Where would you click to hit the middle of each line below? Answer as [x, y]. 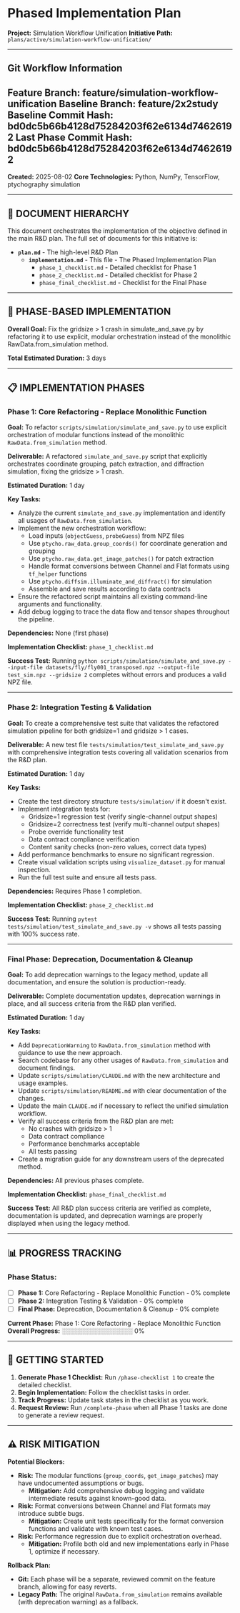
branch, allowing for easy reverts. [67, 1587]
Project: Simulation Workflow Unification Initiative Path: [90, 33]
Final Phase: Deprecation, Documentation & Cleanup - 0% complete [118, 1309]
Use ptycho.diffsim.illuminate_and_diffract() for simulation [120, 581]
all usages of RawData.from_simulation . [75, 521]
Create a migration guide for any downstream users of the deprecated [121, 1159]
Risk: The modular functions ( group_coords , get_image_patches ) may [118, 1475]
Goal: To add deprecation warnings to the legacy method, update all [108, 975]
